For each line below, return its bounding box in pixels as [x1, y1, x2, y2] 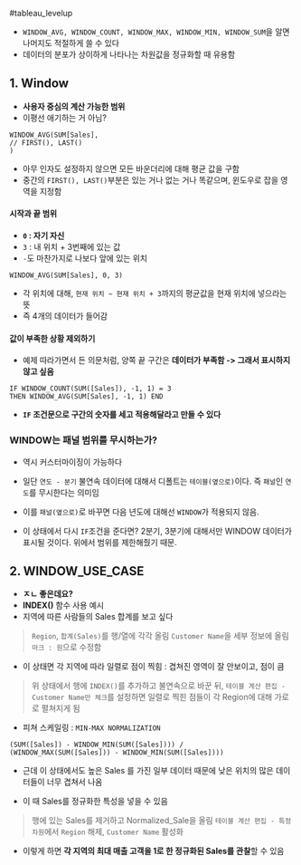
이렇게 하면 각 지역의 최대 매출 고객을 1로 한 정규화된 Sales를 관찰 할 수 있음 [22, 846, 285, 857]
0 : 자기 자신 [22, 230, 65, 241]
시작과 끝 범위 [9, 208, 57, 219]
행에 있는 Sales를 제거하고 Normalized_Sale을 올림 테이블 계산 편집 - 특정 [31, 815, 292, 826]
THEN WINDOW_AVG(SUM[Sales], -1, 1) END [9, 392, 165, 401]
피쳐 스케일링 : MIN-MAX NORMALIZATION [22, 722, 161, 733]
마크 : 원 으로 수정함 [31, 642, 102, 653]
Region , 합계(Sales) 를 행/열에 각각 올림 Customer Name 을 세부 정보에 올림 [31, 630, 289, 641]
